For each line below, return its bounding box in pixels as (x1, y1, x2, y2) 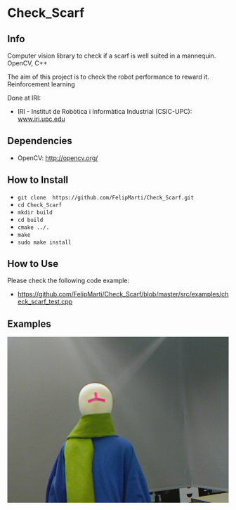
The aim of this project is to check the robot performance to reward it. (7, 72, 209, 81)
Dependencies (7, 135, 72, 147)
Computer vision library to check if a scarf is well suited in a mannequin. (7, 51, 216, 60)
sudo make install (17, 239, 72, 246)
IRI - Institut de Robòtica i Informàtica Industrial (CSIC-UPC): (17, 107, 192, 115)
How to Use (7, 258, 59, 270)
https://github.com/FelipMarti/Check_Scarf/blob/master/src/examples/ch (17, 290, 229, 299)
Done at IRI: (7, 93, 41, 102)
